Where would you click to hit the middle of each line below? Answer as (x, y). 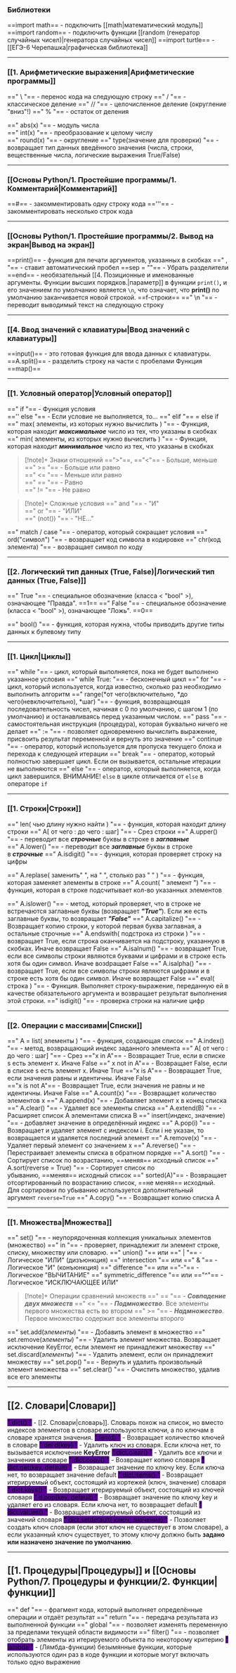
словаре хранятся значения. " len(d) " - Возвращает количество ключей (116, 1438)
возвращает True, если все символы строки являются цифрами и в (109, 971)
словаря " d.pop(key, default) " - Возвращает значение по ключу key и (112, 1497)
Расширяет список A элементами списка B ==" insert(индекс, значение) (117, 1115)
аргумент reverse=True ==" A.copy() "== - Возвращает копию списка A (113, 1197)
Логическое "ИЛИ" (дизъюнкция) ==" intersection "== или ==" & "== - (112, 1260)
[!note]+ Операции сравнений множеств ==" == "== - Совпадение (125, 1296)
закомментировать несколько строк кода (70, 211)
